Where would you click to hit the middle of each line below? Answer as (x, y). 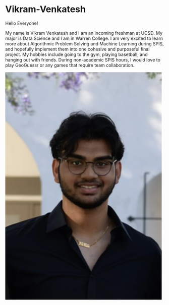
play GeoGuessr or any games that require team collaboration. (70, 65)
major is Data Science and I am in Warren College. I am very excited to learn (84, 38)
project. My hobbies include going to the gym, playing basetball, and (76, 54)
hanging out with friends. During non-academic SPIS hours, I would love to (83, 59)
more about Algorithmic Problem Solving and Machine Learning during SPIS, (84, 43)
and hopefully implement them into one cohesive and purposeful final (77, 49)
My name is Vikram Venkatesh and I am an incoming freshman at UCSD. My (84, 33)
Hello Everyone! (22, 23)
